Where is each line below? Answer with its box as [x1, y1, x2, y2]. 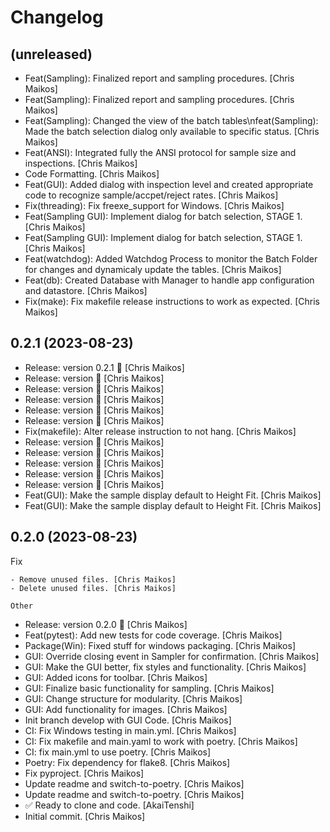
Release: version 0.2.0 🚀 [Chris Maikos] [24, 618, 188, 630]
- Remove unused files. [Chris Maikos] [10, 574, 177, 585]
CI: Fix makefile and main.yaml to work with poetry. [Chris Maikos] [24, 735, 298, 747]
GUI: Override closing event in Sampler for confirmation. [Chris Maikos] [24, 650, 320, 662]
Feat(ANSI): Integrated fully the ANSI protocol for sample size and [24, 147, 297, 158]
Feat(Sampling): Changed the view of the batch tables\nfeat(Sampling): [24, 115, 319, 126]
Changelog [10, 6, 104, 29]
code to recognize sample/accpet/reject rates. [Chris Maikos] [24, 189, 279, 201]
